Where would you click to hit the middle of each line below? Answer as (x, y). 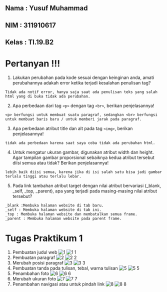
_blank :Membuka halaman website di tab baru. (54, 205)
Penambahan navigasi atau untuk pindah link (58, 284)
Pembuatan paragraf (34, 257)
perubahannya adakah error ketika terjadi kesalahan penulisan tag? (81, 83)
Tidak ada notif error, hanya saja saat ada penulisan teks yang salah (81, 92)
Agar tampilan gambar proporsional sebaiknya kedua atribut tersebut (83, 157)
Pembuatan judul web (35, 252)
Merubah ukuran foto (34, 279)
